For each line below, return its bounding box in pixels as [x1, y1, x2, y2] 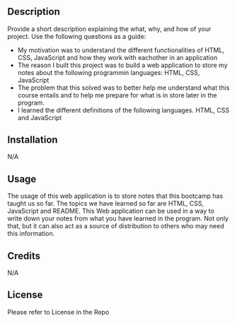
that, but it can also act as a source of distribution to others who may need [7, 222, 224, 230]
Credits [7, 249, 41, 262]
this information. [7, 229, 55, 238]
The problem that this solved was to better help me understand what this [17, 83, 230, 92]
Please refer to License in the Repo [7, 307, 110, 316]
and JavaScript [17, 113, 62, 122]
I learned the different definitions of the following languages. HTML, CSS [17, 105, 230, 114]
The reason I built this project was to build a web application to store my [17, 61, 228, 69]
